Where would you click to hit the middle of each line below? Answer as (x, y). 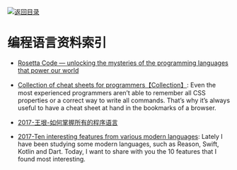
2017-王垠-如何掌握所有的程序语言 (68, 122)
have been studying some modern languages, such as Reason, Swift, (118, 144)
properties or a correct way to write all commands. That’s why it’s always (124, 100)
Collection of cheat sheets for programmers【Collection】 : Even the (117, 85)
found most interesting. (52, 159)
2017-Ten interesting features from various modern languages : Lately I (120, 136)
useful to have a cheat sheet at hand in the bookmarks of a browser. (117, 108)
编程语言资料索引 (57, 43)
